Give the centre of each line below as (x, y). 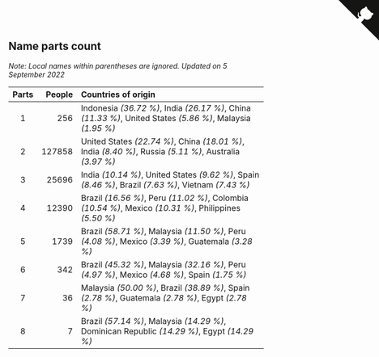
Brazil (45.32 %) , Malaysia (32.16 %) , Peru (163, 264)
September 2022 (36, 74)
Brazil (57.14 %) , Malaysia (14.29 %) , (153, 321)
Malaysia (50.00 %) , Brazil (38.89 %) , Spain (165, 288)
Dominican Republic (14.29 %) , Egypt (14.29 (167, 331)
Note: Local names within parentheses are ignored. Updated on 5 (118, 65)
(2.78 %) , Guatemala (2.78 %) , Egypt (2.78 (164, 297)
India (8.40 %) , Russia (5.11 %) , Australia (160, 151)
